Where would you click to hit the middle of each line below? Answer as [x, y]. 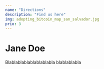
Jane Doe [25, 48]
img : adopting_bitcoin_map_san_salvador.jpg [52, 19]
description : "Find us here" [35, 14]
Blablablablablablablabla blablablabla [43, 62]
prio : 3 [13, 24]
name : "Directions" [25, 10]
